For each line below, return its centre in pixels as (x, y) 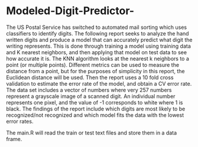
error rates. (20, 121)
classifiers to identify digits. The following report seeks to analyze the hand (98, 33)
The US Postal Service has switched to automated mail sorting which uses (97, 27)
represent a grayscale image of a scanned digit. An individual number (91, 96)
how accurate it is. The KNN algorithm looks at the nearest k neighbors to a (98, 58)
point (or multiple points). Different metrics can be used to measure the (92, 65)
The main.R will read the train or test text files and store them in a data (92, 133)
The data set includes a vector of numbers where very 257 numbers (89, 90)
